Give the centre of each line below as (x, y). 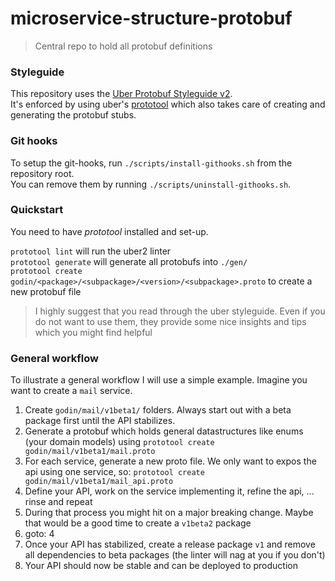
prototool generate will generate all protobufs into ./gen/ (129, 261)
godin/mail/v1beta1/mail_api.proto (99, 482)
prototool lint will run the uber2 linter (91, 251)
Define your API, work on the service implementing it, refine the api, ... (169, 491)
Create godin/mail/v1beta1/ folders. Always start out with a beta (158, 410)
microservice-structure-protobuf (151, 18)
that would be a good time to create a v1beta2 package (138, 523)
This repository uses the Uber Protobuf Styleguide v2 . (121, 94)
